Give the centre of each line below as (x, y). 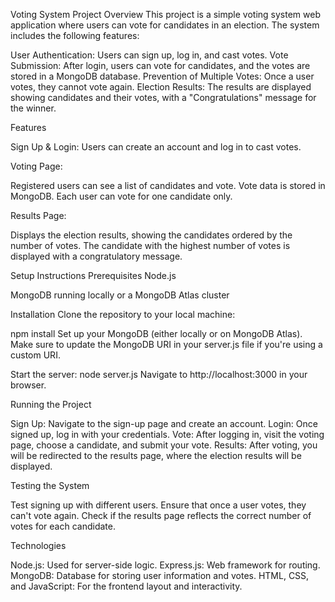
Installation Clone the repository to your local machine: (123, 314)
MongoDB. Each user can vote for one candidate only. (121, 196)
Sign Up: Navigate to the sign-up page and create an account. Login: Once (164, 423)
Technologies (38, 545)
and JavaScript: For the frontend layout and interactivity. (126, 586)
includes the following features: (75, 35)
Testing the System (50, 485)
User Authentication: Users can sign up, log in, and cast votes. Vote (149, 55)
